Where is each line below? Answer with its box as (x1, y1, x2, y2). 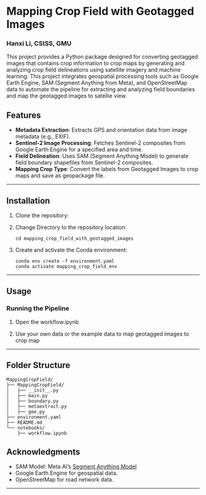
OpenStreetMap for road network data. (15, 476, 114, 483)
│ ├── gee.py (6, 409, 45, 415)
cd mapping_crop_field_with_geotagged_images (15, 236, 134, 242)
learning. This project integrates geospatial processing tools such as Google (6, 72, 199, 80)
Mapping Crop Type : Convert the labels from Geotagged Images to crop (15, 166, 199, 173)
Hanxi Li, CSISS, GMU (6, 39, 72, 48)
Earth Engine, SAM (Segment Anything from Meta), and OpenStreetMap (6, 79, 188, 86)
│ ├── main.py (6, 393, 48, 399)
